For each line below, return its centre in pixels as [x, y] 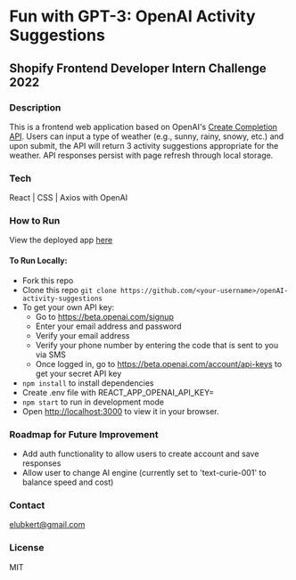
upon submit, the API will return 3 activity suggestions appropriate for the [144, 145]
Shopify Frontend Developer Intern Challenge [138, 68]
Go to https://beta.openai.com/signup [104, 316]
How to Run [35, 221]
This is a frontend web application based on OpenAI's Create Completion [144, 127]
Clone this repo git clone [70, 290]
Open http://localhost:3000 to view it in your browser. [121, 411]
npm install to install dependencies [88, 383]
